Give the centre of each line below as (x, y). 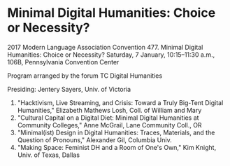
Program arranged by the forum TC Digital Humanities (85, 76)
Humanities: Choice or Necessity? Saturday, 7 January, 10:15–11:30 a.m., (111, 55)
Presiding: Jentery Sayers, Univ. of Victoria (69, 89)
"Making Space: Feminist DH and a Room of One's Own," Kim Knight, (117, 147)
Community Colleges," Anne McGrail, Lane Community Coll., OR (109, 125)
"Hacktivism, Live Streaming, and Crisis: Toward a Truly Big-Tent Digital (120, 102)
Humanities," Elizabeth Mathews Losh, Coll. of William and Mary (109, 110)
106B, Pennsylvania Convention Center (63, 62)
